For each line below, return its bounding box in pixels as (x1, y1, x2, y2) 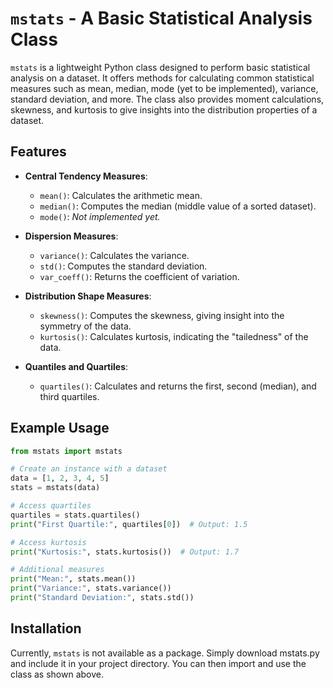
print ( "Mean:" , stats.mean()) (10, 574, 137, 584)
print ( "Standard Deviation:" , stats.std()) (10, 593, 195, 603)
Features (10, 143, 67, 161)
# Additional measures (10, 565, 105, 575)
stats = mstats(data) (10, 483, 101, 493)
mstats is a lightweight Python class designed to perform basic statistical (10, 61, 311, 73)
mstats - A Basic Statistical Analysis (10, 7, 313, 30)
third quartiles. (39, 390, 100, 402)
